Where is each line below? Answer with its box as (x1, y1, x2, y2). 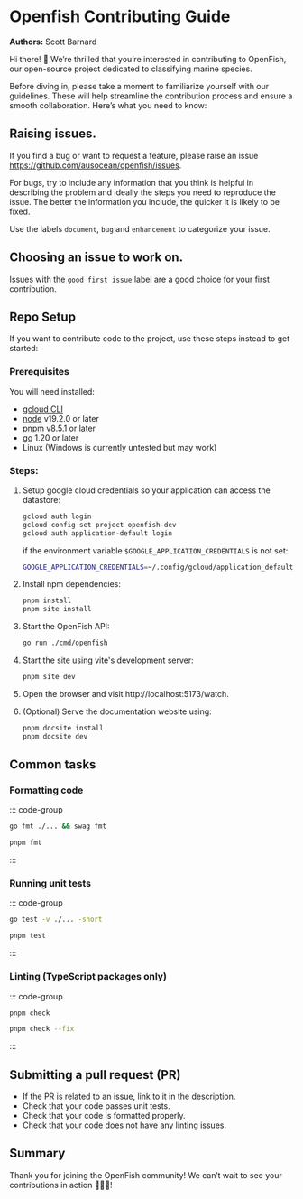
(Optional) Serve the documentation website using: (22, 706, 212, 717)
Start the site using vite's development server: (22, 655, 194, 665)
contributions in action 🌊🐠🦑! (9, 1179, 113, 1190)
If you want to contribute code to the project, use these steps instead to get (9, 333, 290, 344)
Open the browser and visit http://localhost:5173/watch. (22, 688, 230, 699)
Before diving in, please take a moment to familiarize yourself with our (9, 80, 270, 91)
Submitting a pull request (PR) (9, 1067, 181, 1083)
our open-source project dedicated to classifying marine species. (9, 63, 252, 74)
